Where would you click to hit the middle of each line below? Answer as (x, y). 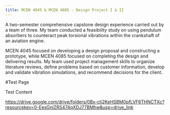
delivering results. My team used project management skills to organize (80, 61)
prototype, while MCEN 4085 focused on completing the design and (77, 56)
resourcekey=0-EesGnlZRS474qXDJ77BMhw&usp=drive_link (69, 107)
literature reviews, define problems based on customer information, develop (85, 67)
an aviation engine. (25, 41)
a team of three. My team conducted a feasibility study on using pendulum (83, 30)
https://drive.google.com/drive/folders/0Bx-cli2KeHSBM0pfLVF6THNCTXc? (85, 102)
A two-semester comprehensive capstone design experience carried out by (85, 24)
